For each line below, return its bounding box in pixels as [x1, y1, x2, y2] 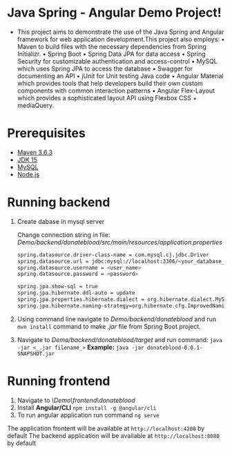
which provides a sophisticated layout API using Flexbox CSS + [17, 93, 197, 102]
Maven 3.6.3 [17, 148, 53, 156]
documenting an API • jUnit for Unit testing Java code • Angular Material [17, 71, 224, 80]
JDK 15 [17, 155, 38, 164]
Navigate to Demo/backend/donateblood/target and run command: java [17, 335, 223, 343]
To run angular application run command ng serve [17, 410, 160, 419]
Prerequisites [7, 126, 86, 141]
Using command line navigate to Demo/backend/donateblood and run [17, 314, 216, 323]
